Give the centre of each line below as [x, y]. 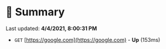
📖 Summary [35, 12]
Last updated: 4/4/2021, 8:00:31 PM [51, 28]
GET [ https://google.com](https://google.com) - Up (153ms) [87, 40]
